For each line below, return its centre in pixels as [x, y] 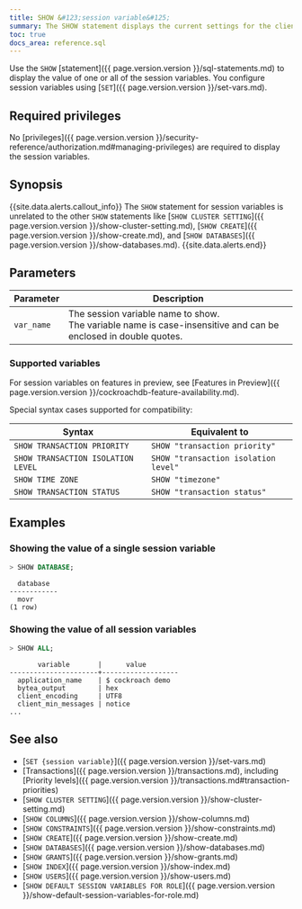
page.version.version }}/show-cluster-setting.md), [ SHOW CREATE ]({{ [133, 225]
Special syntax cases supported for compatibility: [101, 409]
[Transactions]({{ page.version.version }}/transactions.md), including [150, 770]
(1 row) [24, 607]
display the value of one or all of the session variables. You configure [137, 78]
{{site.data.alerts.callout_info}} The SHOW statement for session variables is [147, 206]
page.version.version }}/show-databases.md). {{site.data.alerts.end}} [138, 245]
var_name [32, 324]
